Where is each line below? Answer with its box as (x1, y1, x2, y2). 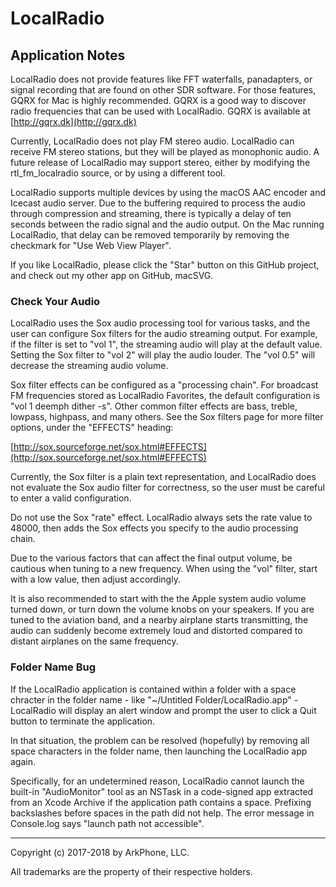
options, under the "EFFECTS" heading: (10, 422, 174, 434)
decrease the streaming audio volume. (10, 360, 169, 372)
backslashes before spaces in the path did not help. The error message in (10, 807, 315, 819)
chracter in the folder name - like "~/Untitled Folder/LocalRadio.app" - (10, 693, 299, 706)
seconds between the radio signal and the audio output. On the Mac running (10, 218, 325, 230)
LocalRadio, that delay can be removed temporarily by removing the (10, 229, 290, 241)
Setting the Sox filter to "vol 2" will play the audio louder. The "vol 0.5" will (10, 349, 316, 361)
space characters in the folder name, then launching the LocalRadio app (10, 745, 308, 757)
